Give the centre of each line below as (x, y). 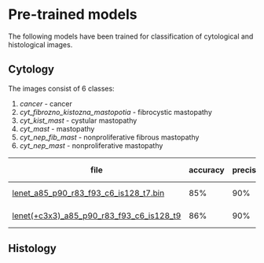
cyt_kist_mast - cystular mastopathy (78, 120)
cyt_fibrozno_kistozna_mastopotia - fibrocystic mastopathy (115, 112)
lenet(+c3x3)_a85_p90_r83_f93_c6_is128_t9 (97, 216)
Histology (32, 248)
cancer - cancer (46, 103)
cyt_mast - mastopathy (57, 128)
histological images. (40, 44)
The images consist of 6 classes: (62, 88)
